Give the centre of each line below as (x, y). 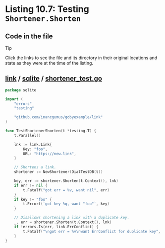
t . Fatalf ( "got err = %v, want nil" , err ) (66, 190)
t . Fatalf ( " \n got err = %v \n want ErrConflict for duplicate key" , (92, 231)
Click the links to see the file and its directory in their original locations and (81, 58)
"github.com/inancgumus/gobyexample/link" (58, 117)
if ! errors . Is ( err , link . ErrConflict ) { (56, 227)
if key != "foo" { (33, 199)
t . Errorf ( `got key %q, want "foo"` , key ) (66, 204)
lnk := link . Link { (33, 144)
